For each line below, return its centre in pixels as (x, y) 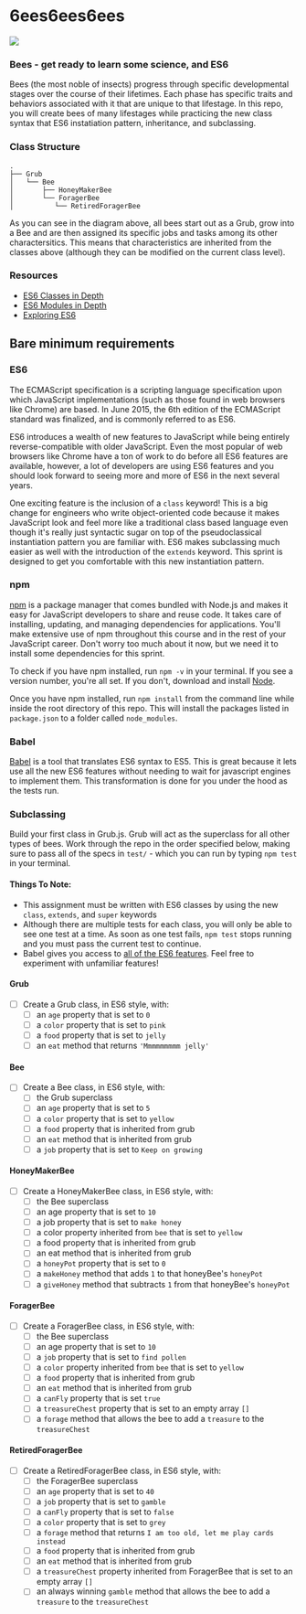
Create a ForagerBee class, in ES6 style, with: (108, 1326)
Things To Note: (40, 884)
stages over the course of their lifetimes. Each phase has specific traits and (151, 94)
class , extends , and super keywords (90, 914)
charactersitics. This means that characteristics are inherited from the (141, 242)
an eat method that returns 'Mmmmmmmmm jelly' (123, 1046)
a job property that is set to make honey (109, 1223)
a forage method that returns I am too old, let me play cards (155, 1532)
